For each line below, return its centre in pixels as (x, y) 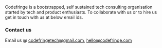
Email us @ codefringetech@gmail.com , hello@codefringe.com (69, 40)
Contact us (18, 30)
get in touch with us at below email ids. (44, 17)
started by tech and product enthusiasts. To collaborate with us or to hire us (81, 12)
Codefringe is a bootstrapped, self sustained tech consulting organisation (79, 7)
